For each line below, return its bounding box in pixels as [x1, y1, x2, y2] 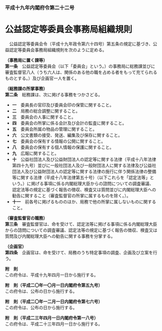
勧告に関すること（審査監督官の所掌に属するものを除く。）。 [12, 193, 131, 198]
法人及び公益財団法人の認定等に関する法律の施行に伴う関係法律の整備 [16, 168, 156, 174]
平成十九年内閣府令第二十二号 [5, 4, 75, 11]
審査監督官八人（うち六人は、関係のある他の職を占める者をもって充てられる [5, 69, 158, 75]
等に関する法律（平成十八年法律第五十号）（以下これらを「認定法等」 [12, 174, 150, 180]
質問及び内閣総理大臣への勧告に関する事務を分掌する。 [5, 233, 115, 239]
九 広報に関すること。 [12, 150, 59, 156]
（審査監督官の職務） [5, 215, 47, 221]
